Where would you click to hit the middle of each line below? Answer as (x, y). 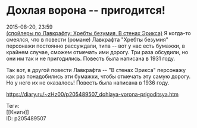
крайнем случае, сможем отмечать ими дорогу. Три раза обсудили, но (97, 52)
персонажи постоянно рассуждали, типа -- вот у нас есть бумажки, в (96, 46)
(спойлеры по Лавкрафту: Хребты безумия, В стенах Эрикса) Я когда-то (99, 33)
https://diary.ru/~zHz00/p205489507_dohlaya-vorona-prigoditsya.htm (93, 94)
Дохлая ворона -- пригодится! (86, 10)
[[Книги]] (18, 112)
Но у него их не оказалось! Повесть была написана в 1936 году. (88, 82)
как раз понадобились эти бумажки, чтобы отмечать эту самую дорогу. (98, 76)
